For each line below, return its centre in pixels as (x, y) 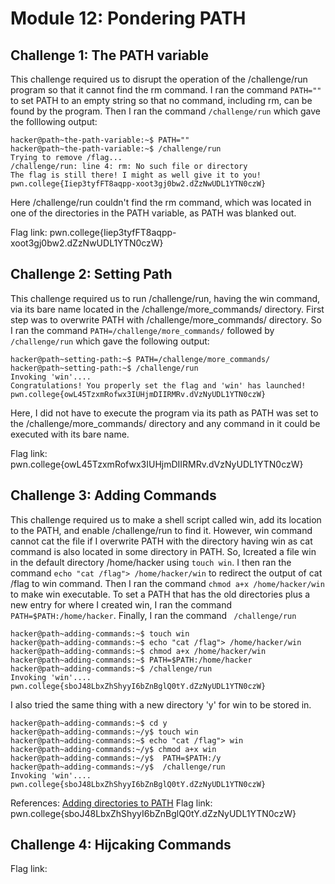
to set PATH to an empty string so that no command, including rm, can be (161, 100)
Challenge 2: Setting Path (91, 274)
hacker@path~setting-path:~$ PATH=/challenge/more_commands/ (140, 359)
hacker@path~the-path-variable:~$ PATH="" (100, 140)
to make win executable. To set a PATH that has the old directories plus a (160, 594)
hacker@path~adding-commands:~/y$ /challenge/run (118, 767)
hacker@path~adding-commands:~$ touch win (100, 633)
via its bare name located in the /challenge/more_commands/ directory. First (167, 309)
